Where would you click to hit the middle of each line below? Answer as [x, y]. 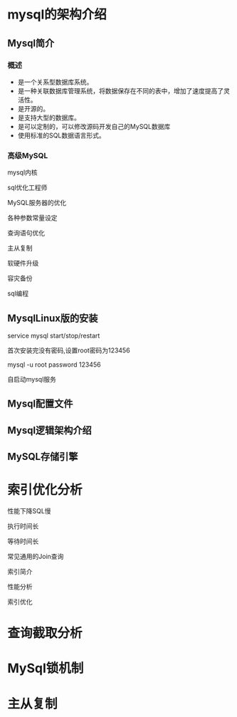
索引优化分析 [45, 490]
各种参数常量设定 [32, 218]
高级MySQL [28, 155]
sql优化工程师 [27, 188]
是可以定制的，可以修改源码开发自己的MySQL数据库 [94, 126]
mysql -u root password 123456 [54, 365]
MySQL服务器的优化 [37, 203]
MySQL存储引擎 [43, 457]
